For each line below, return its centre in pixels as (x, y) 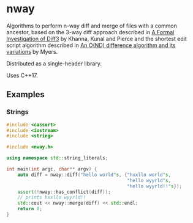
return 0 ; (30, 209)
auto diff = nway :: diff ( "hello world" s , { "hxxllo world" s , (94, 175)
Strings (17, 112)
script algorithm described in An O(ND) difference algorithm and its (91, 45)
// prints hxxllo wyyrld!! (52, 197)
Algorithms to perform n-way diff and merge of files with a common (92, 26)
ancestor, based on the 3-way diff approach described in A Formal (90, 32)
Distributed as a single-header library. (54, 64)
